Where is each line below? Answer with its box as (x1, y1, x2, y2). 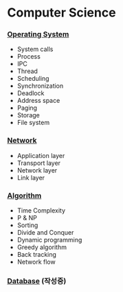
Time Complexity (16, 206, 66, 215)
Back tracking (16, 251, 57, 259)
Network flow (16, 257, 56, 266)
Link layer (16, 173, 45, 182)
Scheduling (16, 75, 49, 83)
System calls (16, 45, 54, 53)
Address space (16, 97, 60, 105)
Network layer (16, 166, 58, 174)
